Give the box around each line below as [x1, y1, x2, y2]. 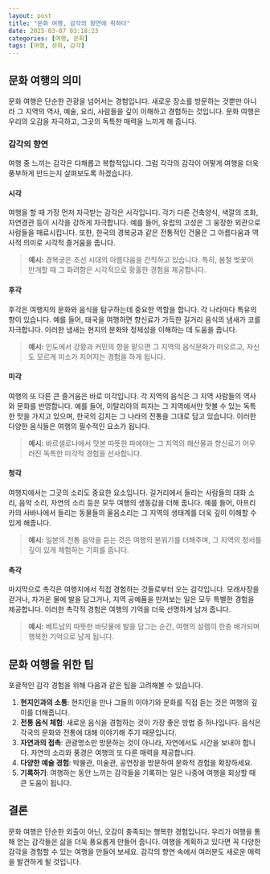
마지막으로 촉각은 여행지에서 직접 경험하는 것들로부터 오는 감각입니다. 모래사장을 [8, 584, 260, 594]
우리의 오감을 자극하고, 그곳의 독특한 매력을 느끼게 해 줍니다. [8, 116, 197, 126]
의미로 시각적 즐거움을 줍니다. [22, 238, 116, 248]
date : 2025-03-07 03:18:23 [8, 27, 99, 35]
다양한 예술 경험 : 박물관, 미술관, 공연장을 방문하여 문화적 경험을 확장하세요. [19, 758, 253, 768]
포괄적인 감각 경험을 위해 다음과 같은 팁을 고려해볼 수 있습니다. [8, 681, 203, 691]
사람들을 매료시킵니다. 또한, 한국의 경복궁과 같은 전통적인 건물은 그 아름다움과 [8, 228, 251, 237]
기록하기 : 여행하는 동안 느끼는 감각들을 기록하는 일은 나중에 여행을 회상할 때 [19, 768, 256, 777]
